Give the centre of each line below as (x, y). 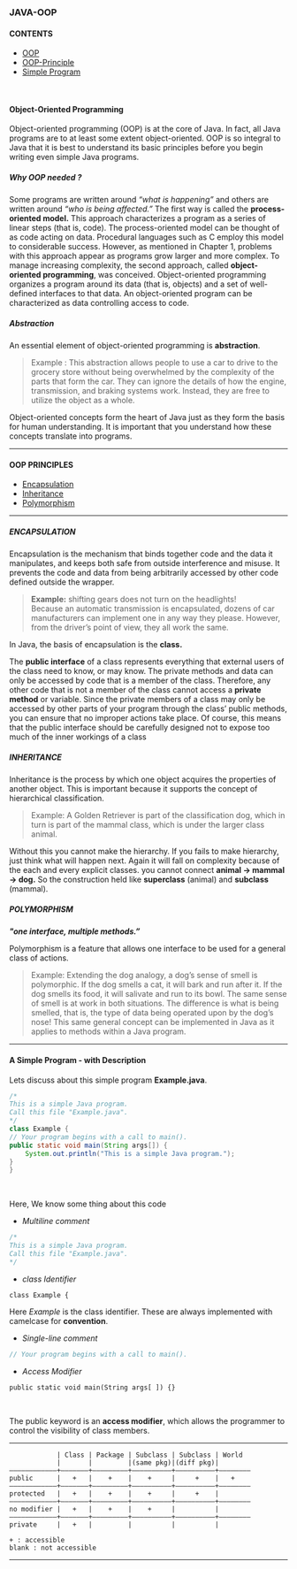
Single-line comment (60, 1338)
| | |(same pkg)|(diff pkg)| (137, 1462)
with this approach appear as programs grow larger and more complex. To (145, 256)
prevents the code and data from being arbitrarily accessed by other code (144, 573)
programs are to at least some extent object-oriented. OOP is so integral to (145, 138)
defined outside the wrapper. (62, 582)
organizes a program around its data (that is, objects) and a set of (129, 284)
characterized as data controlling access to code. (99, 303)
